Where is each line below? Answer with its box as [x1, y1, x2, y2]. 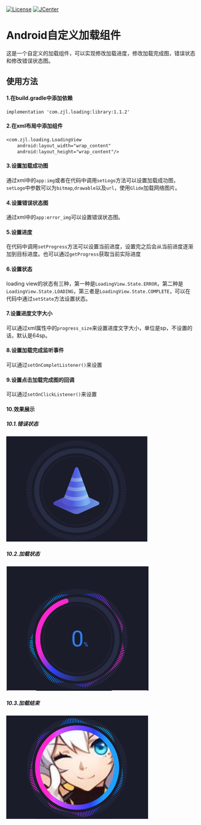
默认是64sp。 [16, 331, 51, 339]
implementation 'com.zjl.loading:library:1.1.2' [6, 109, 130, 115]
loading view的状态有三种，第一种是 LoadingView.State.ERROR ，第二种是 [6, 280, 184, 287]
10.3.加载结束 [6, 699, 40, 707]
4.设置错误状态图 [6, 199, 49, 206]
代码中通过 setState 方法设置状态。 [6, 295, 91, 302]
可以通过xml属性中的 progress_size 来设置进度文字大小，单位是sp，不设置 [6, 324, 188, 331]
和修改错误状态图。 [6, 57, 54, 64]
